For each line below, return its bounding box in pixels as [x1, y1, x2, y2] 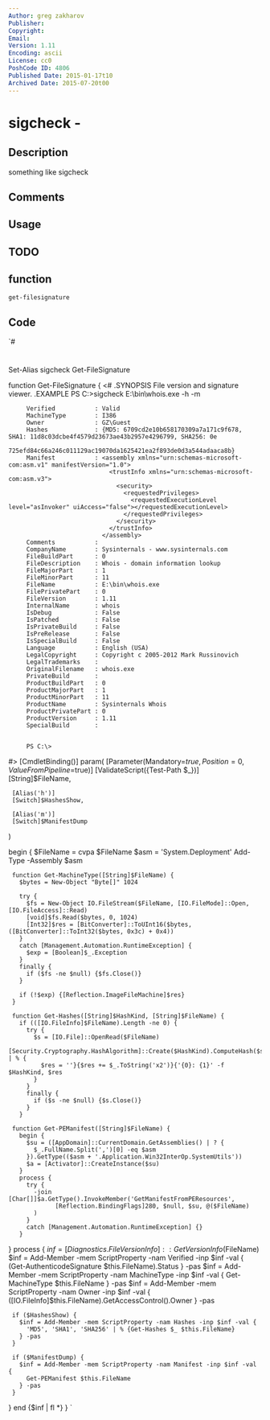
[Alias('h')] [11, 789, 56, 797]
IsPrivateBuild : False [26, 623, 121, 632]
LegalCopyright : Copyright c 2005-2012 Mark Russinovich [26, 651, 239, 660]
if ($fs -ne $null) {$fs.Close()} [26, 970, 142, 978]
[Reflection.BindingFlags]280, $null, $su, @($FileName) [55, 1202, 250, 1211]
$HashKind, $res [8, 1068, 63, 1076]
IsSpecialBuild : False [26, 637, 121, 645]
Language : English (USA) [26, 644, 149, 652]
